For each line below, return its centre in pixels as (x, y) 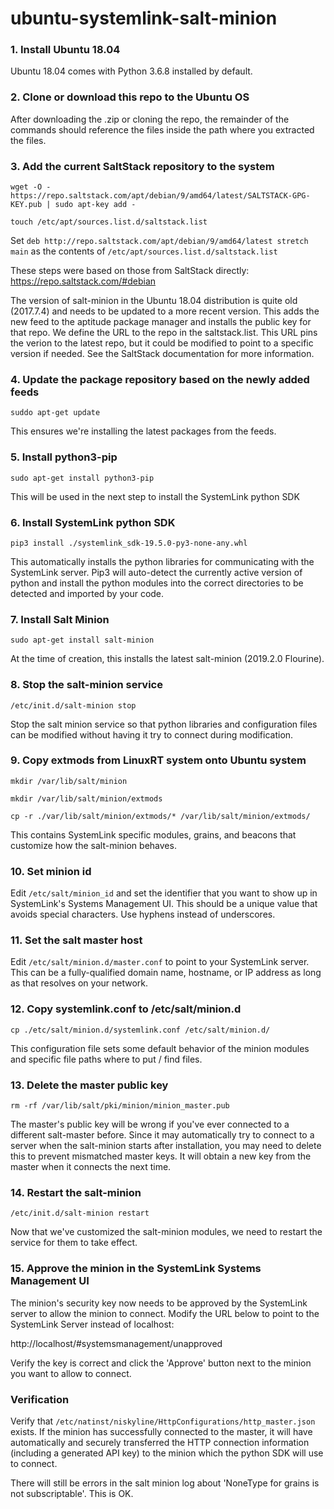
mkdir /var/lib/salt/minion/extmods (86, 798)
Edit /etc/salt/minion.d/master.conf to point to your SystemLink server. (160, 962)
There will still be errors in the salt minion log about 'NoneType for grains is (165, 1483)
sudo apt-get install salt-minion (82, 640)
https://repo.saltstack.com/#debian (83, 281)
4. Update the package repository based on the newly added (160, 379)
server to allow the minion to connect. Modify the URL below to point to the (165, 1313)
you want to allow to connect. (71, 1373)
